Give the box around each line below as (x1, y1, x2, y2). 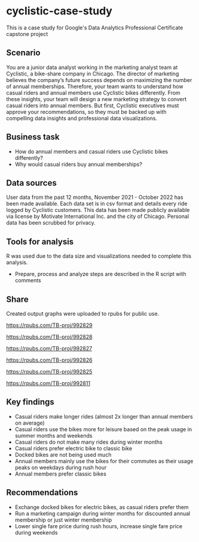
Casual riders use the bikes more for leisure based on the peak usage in (14, 425, 192, 432)
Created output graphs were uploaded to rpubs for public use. (6, 310, 160, 317)
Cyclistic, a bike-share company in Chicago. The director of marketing (6, 70, 179, 77)
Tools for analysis (6, 237, 74, 247)
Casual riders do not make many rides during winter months (14, 438, 163, 446)
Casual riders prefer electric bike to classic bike (14, 444, 133, 452)
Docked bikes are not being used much (14, 451, 112, 458)
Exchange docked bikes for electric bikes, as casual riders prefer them (14, 503, 189, 510)
